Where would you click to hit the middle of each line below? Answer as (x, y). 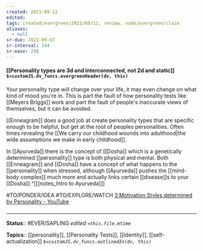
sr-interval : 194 (28, 46)
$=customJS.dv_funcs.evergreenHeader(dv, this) (67, 76)
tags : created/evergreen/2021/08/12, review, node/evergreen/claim (93, 23)
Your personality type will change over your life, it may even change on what (101, 89)
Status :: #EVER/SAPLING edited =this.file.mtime (69, 223)
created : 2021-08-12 (32, 12)
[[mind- (178, 171)
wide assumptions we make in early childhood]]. (66, 139)
